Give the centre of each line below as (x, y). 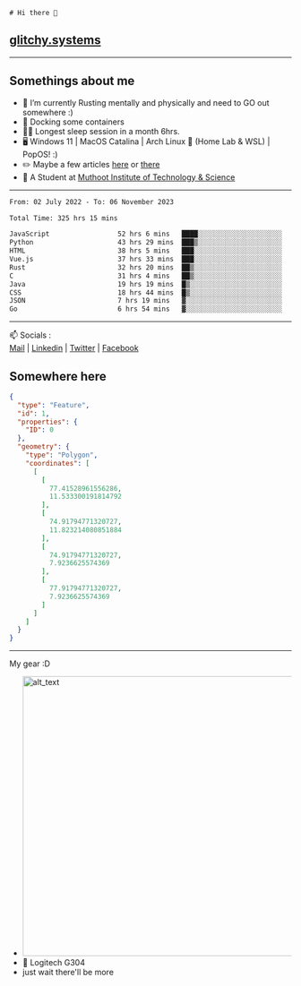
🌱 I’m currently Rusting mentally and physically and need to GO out (146, 102)
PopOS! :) (40, 154)
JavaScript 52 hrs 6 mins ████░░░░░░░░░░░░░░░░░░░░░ (146, 234)
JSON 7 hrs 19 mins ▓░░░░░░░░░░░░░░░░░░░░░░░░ (146, 301)
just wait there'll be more (68, 973)
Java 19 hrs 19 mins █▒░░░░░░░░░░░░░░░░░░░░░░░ (146, 284)
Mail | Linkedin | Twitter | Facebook (74, 348)
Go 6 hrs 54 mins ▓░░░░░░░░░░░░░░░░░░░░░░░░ (146, 309)
